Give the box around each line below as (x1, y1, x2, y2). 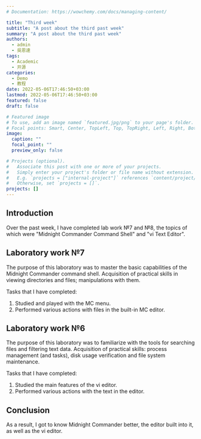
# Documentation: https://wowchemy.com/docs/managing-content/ (6, 8, 167, 15)
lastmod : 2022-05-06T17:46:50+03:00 (6, 92, 98, 98)
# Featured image (6, 114, 50, 120)
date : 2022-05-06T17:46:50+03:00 (6, 86, 90, 93)
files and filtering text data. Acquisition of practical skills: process (6, 346, 167, 353)
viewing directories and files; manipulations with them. (6, 276, 141, 283)
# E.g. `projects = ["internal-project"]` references (6, 175, 148, 181)
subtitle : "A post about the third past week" (6, 25, 124, 31)
